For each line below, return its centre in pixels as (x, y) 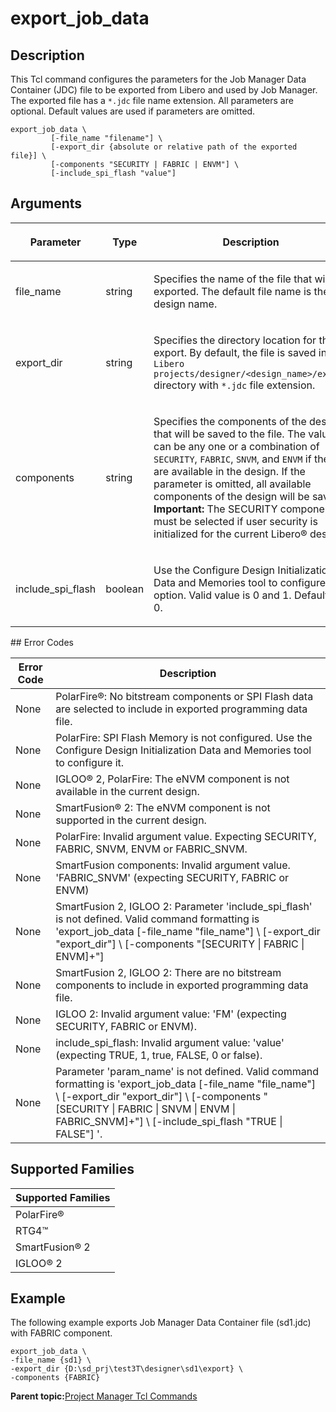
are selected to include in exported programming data (181, 709)
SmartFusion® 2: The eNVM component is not (163, 807)
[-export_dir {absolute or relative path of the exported (174, 147)
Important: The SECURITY (215, 509)
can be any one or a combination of (236, 446)
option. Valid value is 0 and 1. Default (241, 595)
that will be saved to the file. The (230, 434)
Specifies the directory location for (235, 340)
